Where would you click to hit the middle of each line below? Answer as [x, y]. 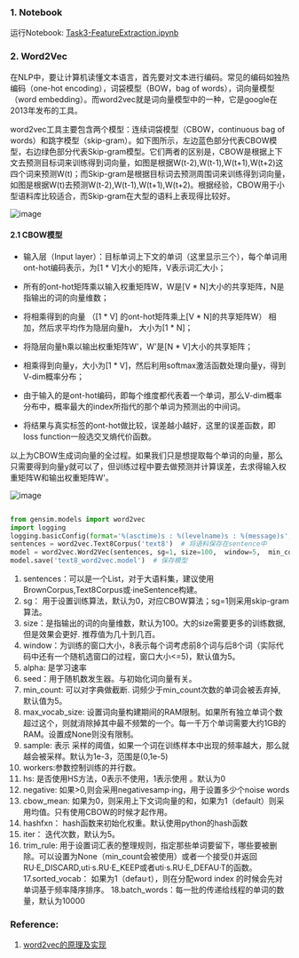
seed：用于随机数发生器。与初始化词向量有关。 [110, 679]
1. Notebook [36, 12]
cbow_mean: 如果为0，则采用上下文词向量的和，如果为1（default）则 [150, 801]
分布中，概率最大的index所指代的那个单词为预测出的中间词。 [134, 406]
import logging [38, 527]
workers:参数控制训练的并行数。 [82, 768]
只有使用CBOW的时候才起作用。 [113, 812]
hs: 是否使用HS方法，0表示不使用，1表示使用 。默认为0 [124, 778]
